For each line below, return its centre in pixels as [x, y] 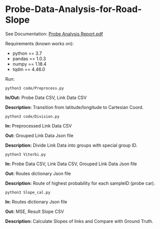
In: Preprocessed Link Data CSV [38, 126]
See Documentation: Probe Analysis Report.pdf [54, 34]
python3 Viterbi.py [26, 154]
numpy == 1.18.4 [29, 64]
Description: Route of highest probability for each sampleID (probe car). [80, 183]
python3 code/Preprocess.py [35, 88]
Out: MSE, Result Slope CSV [35, 211]
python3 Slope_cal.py [28, 192]
